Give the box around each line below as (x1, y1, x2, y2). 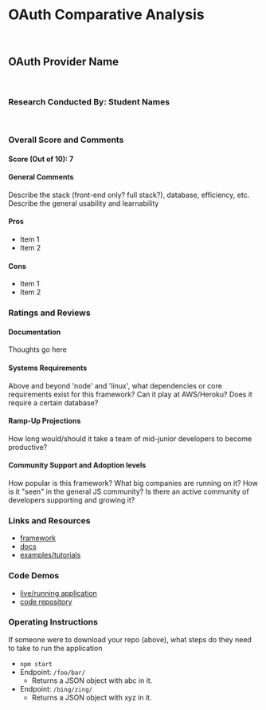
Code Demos (8, 570, 60, 582)
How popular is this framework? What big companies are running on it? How (8, 478, 259, 487)
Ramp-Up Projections (8, 416, 81, 426)
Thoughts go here (8, 345, 68, 354)
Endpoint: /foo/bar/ (19, 667, 86, 676)
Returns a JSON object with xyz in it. (31, 692, 152, 702)
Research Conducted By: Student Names (8, 96, 170, 107)
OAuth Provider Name (8, 55, 119, 69)
